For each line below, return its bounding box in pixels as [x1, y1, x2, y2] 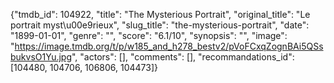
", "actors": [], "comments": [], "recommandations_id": [71, 51, 295, 63]
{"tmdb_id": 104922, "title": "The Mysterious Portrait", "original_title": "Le [10, 9, 311, 20]
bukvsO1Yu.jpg [10, 51, 72, 63]
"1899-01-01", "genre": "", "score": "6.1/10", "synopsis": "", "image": [10, 30, 288, 41]
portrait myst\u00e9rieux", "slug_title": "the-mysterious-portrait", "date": [10, 19, 310, 31]
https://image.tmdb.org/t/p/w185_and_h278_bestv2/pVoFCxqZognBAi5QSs [14, 40, 324, 52]
